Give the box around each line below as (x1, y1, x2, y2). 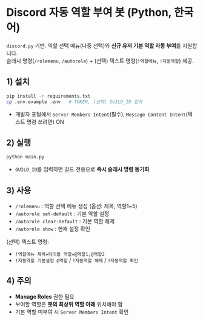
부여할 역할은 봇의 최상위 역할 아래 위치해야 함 (15, 300, 123, 308)
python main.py (6, 154, 45, 160)
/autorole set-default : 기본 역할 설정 (15, 210, 110, 217)
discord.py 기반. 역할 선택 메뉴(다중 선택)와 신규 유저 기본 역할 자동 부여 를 (6, 42, 181, 49)
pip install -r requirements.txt (6, 93, 91, 99)
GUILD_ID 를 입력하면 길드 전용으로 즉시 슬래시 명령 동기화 (15, 166, 150, 173)
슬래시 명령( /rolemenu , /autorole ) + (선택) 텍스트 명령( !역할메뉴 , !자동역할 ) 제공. (6, 57, 194, 64)
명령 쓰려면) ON (26, 118, 65, 125)
